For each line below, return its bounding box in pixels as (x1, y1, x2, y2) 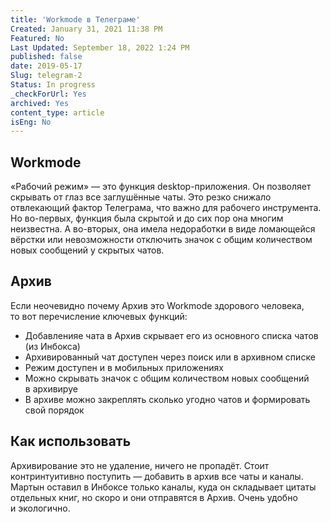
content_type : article (10, 107, 105, 118)
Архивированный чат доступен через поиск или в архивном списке (24, 351, 316, 363)
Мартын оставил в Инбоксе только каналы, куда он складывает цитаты (10, 481, 317, 493)
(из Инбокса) (24, 340, 81, 352)
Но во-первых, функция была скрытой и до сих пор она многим (10, 212, 284, 225)
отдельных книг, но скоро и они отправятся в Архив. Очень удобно (10, 491, 298, 503)
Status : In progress (10, 80, 97, 90)
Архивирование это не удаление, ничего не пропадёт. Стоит (10, 459, 270, 471)
